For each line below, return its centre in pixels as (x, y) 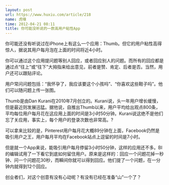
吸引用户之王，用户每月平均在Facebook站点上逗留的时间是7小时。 (74, 137)
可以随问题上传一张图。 (34, 90)
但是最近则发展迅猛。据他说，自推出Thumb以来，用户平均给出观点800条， (83, 107)
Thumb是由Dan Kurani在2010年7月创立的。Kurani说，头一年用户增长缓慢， (83, 101)
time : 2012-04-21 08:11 (30, 24)
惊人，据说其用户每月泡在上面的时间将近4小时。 (55, 50)
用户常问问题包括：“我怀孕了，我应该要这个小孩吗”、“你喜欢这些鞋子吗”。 (82, 84)
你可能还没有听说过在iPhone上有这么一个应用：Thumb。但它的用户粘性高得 (83, 44)
